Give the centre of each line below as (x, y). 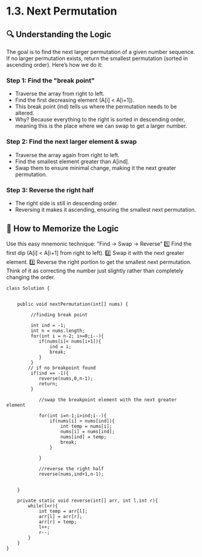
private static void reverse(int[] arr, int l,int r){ (88, 501)
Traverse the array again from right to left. (67, 155)
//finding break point (59, 315)
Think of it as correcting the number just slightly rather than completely (95, 271)
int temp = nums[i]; (86, 426)
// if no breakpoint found (62, 368)
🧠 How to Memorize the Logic (63, 229)
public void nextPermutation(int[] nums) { (73, 304)
